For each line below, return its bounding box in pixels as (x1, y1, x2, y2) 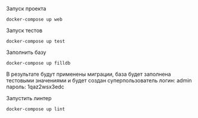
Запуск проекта (6, 5, 47, 12)
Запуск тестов (6, 27, 43, 34)
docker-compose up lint (6, 106, 66, 112)
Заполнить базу (6, 49, 47, 56)
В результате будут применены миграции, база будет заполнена (6, 71, 171, 78)
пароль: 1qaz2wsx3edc (6, 83, 64, 90)
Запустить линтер (6, 95, 52, 101)
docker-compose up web (6, 17, 63, 23)
